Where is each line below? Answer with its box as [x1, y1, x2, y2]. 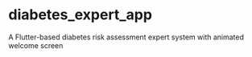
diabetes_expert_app [8, 6, 153, 24]
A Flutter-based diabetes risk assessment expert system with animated [8, 32, 244, 42]
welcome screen [8, 40, 64, 50]
